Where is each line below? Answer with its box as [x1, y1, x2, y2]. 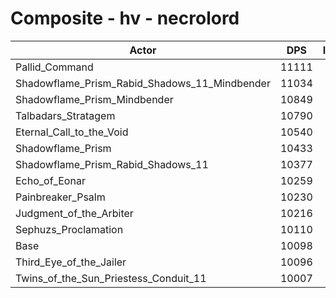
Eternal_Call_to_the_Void [15, 125, 129, 139]
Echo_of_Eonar [15, 173, 86, 187]
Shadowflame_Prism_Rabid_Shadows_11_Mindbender [15, 76, 271, 90]
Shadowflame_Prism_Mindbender [15, 92, 174, 106]
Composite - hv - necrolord [10, 7, 240, 30]
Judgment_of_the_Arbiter [15, 206, 134, 220]
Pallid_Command [15, 60, 94, 74]
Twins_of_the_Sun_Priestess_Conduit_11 [15, 271, 207, 285]
